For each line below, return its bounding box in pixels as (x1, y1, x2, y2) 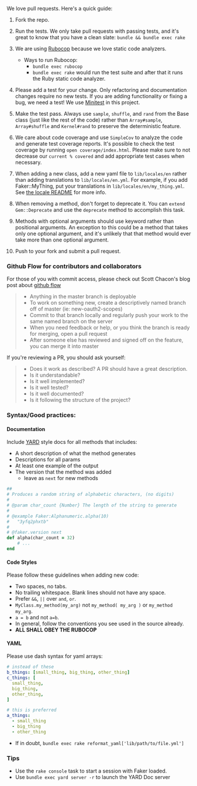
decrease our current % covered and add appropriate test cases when (15, 153, 185, 160)
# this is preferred (6, 707, 57, 713)
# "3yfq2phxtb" (6, 519, 49, 525)
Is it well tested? (29, 384, 69, 391)
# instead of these (6, 664, 54, 670)
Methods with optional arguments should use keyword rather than (15, 218, 174, 225)
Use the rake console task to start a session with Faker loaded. (15, 767, 167, 774)
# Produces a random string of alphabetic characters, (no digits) (6, 491, 175, 498)
